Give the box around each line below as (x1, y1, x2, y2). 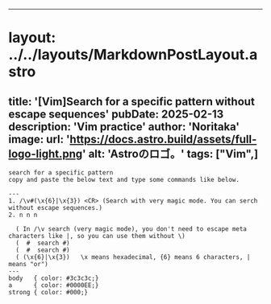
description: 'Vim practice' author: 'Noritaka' (8, 120, 240, 134)
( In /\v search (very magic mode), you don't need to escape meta (15, 225, 248, 233)
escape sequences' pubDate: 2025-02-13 (8, 107, 224, 121)
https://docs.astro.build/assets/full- (69, 132, 257, 146)
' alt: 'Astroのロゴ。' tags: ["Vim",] (81, 146, 259, 161)
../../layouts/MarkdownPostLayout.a (8, 46, 258, 64)
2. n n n (8, 211, 38, 219)
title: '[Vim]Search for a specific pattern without (8, 94, 256, 109)
